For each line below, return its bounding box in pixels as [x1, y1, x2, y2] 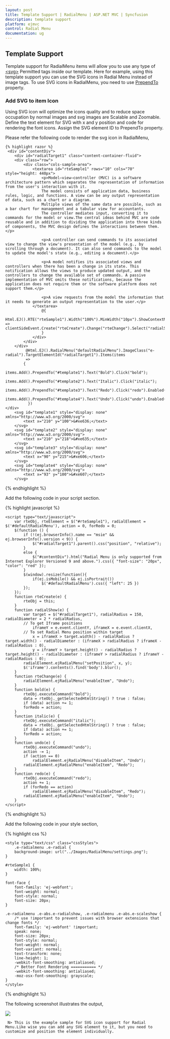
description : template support [5, 17, 71, 22]
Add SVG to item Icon [5, 97, 59, 104]
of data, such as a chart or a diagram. [5, 198, 92, 203]
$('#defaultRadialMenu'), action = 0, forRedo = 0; [5, 524, 116, 529]
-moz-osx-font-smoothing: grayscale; [14, 973, 94, 979]
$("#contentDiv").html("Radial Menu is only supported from [32, 554, 162, 559]
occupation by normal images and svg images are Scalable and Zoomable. [5, 114, 161, 120]
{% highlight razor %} [5, 145, 53, 150]
